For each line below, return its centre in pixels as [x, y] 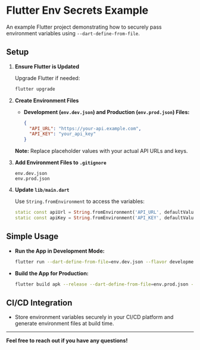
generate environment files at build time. [64, 324]
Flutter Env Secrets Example [77, 10]
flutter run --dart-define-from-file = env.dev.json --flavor [91, 262]
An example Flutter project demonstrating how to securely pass [84, 27]
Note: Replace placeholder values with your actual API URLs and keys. [101, 151]
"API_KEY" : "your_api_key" [62, 134]
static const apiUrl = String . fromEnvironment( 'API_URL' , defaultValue [105, 213]
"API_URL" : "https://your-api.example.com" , [85, 128]
